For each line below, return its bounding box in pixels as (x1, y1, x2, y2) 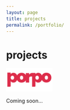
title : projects (6, 15, 46, 22)
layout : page (6, 9, 38, 15)
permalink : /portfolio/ (6, 22, 65, 28)
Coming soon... (6, 98, 43, 105)
